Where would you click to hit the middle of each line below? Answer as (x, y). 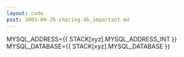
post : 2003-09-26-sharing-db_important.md (68, 20)
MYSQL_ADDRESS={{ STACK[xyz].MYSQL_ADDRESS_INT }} (92, 39)
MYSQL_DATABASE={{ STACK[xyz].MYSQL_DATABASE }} (88, 46)
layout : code (25, 13)
